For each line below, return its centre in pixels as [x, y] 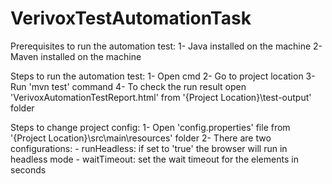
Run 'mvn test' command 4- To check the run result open [128, 86]
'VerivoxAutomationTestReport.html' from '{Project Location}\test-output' [161, 97]
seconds [28, 169]
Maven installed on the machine [76, 56]
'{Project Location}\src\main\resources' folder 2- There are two [141, 138]
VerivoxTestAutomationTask [131, 18]
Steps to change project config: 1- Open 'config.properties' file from [150, 127]
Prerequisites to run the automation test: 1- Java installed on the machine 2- [166, 46]
